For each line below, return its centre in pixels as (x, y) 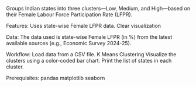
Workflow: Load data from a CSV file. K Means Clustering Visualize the (91, 54)
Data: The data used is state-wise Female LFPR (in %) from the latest (89, 37)
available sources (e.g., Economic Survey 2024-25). (69, 43)
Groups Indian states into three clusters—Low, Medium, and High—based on (98, 8)
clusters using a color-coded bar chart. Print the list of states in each (89, 61)
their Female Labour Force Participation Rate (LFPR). (69, 14)
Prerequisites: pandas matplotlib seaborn (56, 78)
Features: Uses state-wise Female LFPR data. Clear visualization (84, 26)
